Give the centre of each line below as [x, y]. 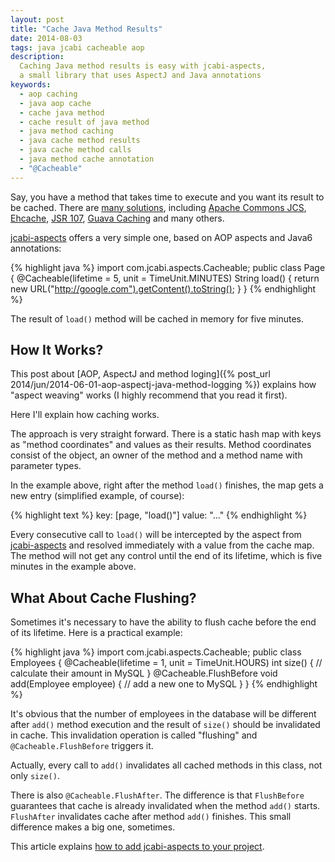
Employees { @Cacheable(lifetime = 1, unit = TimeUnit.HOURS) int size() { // [166, 663]
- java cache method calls [75, 150]
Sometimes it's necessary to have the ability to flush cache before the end [163, 622]
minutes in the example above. [73, 567]
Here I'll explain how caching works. [85, 415]
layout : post [37, 19]
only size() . [35, 776]
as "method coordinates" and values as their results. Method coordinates [161, 445]
